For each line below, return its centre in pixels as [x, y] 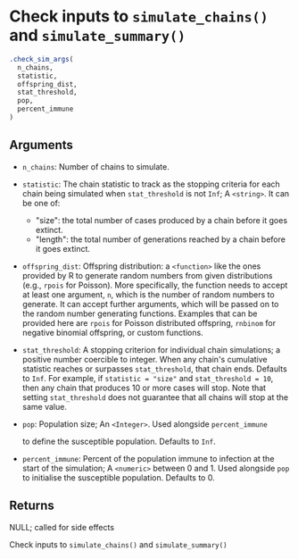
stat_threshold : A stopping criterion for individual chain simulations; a [151, 349]
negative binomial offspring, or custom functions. [112, 332]
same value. [44, 406]
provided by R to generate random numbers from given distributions [147, 275]
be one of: [41, 203]
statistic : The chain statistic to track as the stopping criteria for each [151, 184]
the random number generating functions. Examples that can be [140, 313]
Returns [32, 506]
